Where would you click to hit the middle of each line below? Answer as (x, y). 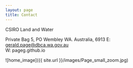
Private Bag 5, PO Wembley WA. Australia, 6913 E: (58, 39)
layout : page (19, 10)
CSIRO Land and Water (29, 29)
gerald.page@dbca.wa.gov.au (37, 44)
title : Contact (21, 15)
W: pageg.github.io (25, 50)
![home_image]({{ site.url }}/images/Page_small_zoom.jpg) (67, 60)
